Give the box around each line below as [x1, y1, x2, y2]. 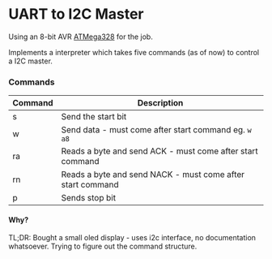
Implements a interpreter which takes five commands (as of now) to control [8, 47, 260, 57]
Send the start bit [61, 111, 127, 123]
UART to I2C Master [8, 5, 144, 24]
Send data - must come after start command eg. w [61, 124, 253, 136]
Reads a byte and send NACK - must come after [61, 169, 245, 180]
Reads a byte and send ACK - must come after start [61, 145, 258, 157]
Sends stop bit [61, 192, 116, 204]
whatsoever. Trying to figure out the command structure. [8, 241, 198, 252]
